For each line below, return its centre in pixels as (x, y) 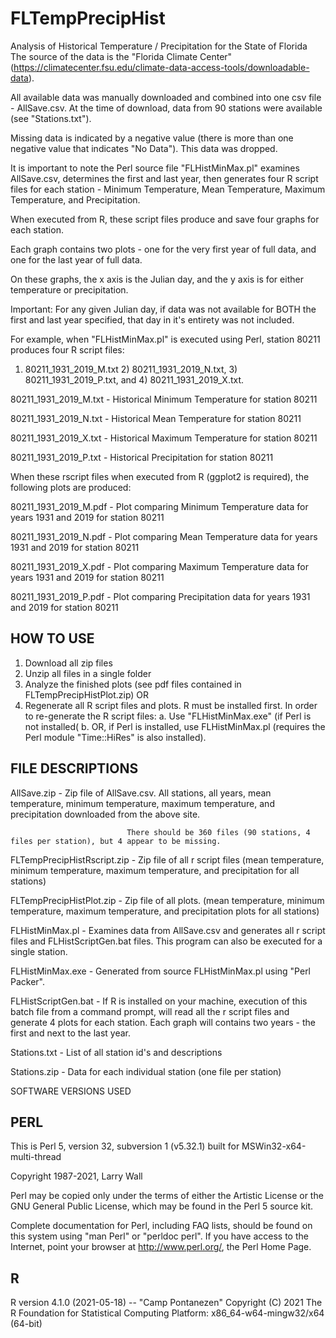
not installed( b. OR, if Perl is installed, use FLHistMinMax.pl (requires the (175, 726)
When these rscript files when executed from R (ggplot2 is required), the (160, 476)
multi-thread (36, 1157)
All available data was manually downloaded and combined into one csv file (166, 97)
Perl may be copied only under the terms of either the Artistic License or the (167, 1196)
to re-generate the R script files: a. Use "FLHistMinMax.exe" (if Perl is (168, 716)
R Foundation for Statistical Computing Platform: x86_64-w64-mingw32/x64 (167, 1313)
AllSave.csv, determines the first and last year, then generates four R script (164, 178)
